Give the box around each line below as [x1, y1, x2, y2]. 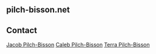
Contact [6, 25, 37, 35]
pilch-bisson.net [6, 5, 70, 15]
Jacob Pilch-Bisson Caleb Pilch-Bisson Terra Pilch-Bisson [6, 41, 150, 49]
